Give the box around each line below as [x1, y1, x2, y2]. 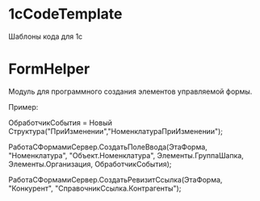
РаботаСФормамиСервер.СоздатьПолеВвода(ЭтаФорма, [8, 142, 208, 152]
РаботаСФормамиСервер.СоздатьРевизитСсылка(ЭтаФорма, [8, 174, 223, 184]
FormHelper [8, 60, 90, 78]
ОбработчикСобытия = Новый [8, 118, 113, 128]
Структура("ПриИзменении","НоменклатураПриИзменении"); [8, 126, 224, 136]
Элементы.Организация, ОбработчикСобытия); [8, 159, 172, 169]
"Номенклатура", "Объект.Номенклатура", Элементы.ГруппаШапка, [8, 150, 244, 160]
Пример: [8, 102, 39, 111]
